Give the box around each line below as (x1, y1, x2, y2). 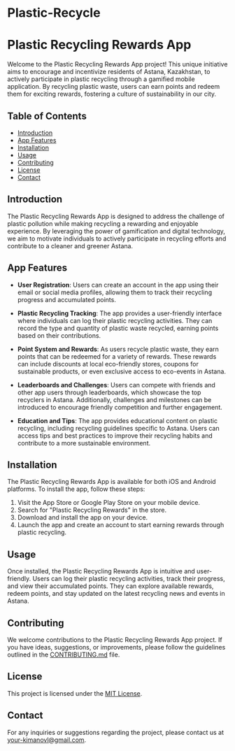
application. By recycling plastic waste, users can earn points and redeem (7, 83, 220, 91)
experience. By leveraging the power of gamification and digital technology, (7, 227, 226, 235)
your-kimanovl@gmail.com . (7, 736, 87, 744)
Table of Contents (7, 110, 87, 122)
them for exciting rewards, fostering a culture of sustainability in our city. (7, 90, 217, 99)
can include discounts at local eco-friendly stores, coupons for (17, 359, 199, 368)
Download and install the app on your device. (17, 513, 148, 522)
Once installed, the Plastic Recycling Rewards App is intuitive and (7, 567, 196, 575)
